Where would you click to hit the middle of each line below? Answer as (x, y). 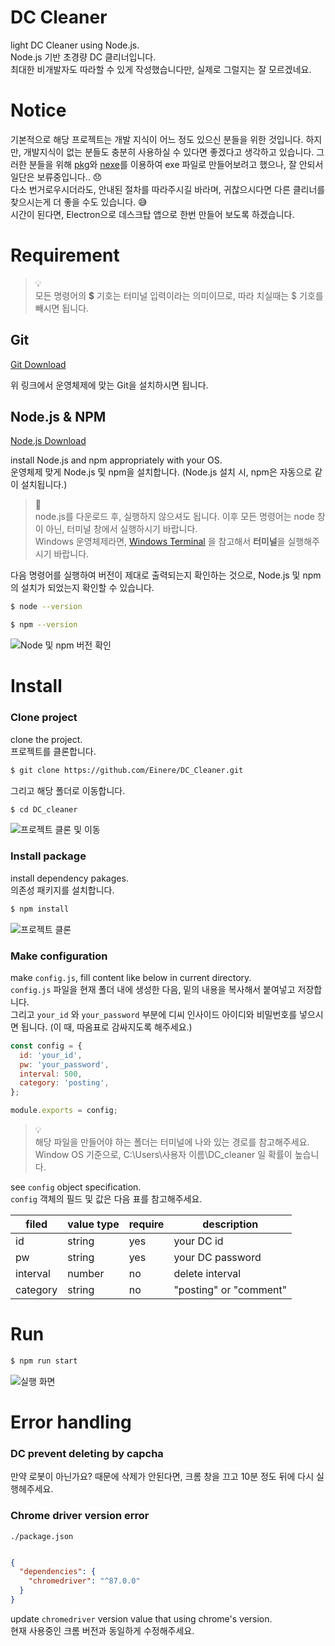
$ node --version (46, 607)
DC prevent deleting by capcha (87, 1453)
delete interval (207, 1274)
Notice (38, 110)
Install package (48, 856)
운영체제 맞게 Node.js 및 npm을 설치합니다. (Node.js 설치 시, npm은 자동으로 (161, 472)
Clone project (44, 718)
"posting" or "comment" (230, 1290)
